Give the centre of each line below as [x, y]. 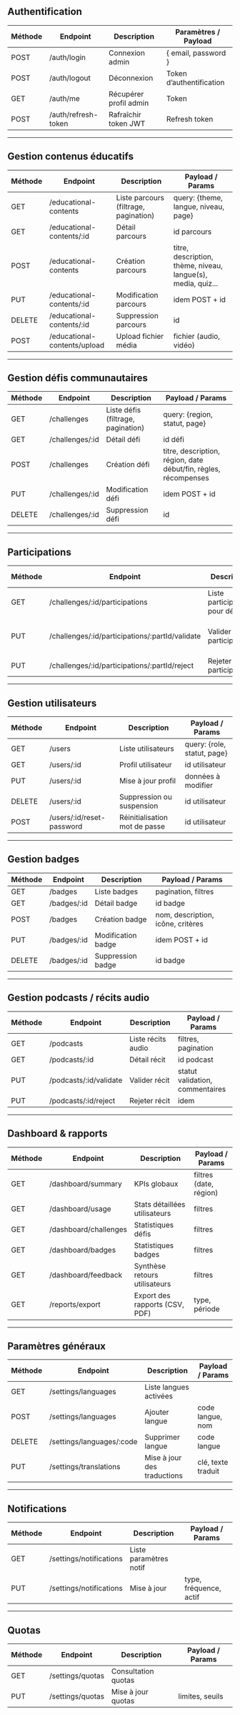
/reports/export [75, 1304]
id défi [174, 440]
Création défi [128, 465]
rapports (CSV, [159, 1304]
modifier [199, 786]
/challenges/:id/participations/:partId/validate [125, 636]
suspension [139, 806]
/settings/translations [85, 1467]
